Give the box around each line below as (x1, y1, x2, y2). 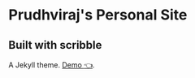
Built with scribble (8, 38, 102, 52)
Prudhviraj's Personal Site (8, 6, 188, 24)
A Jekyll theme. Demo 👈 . (8, 60, 95, 70)
